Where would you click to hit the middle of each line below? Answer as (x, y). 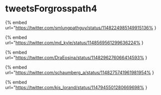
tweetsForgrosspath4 (51, 9)
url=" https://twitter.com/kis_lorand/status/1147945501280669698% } (76, 87)
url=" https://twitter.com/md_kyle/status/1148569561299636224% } (74, 42)
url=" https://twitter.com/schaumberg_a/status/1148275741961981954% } (80, 72)
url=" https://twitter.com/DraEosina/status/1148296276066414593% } (76, 57)
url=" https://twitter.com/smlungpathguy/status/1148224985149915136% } (81, 27)
